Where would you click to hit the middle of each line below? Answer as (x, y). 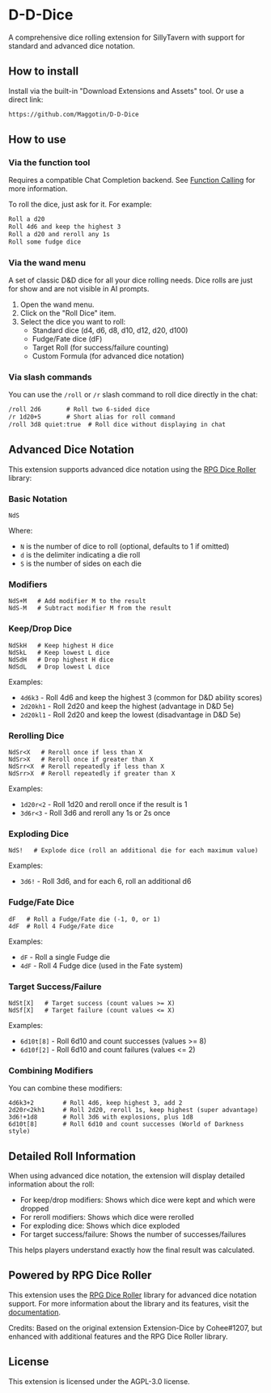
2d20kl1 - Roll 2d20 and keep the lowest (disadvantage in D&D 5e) (130, 715)
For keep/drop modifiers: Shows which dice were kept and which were (138, 1200)
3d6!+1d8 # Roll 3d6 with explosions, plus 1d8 (101, 1117)
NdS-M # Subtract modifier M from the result (90, 609)
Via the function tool (49, 162)
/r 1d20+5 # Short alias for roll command (92, 417)
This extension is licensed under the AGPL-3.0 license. (99, 1381)
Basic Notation (38, 499)
